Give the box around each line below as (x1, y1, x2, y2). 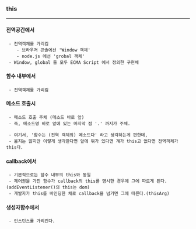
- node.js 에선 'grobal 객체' (16, 53, 85, 59)
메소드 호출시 (6, 100, 36, 107)
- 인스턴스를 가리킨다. (8, 218, 55, 224)
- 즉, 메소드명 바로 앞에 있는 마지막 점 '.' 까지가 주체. (8, 121, 131, 127)
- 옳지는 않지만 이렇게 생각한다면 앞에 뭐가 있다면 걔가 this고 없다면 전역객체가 (8, 138, 178, 144)
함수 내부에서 (6, 73, 36, 80)
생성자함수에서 (6, 204, 40, 211)
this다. (6, 144, 23, 151)
